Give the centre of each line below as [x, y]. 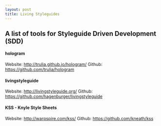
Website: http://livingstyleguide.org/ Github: [49, 91]
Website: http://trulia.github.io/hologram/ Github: [54, 64]
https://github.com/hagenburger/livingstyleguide [54, 96]
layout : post [18, 9]
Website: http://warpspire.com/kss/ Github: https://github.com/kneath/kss [79, 118]
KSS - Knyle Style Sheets [31, 108]
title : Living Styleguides [32, 14]
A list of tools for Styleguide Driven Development [81, 34]
